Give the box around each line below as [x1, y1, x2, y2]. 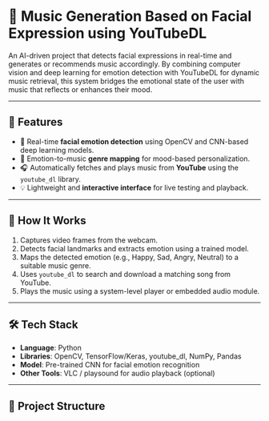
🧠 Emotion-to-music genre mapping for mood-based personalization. [19, 154, 251, 163]
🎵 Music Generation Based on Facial [8, 7, 252, 26]
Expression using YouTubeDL [8, 24, 207, 42]
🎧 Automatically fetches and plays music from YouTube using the [19, 162, 239, 172]
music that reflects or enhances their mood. [8, 84, 153, 94]
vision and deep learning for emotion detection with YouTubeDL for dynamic [8, 67, 260, 77]
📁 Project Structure [8, 399, 106, 413]
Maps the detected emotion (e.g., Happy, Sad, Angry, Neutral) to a [19, 252, 239, 262]
